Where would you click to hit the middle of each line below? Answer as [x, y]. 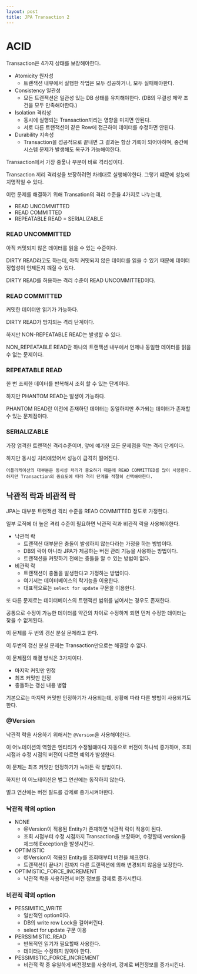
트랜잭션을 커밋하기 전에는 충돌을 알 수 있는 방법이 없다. [87, 559]
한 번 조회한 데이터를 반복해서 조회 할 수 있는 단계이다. [68, 383]
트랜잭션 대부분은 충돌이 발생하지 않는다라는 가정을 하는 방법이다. [98, 544]
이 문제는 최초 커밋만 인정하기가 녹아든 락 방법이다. [64, 767]
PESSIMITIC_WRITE [39, 909]
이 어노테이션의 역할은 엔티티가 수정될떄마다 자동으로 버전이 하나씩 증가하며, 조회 [99, 747]
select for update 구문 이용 [55, 930]
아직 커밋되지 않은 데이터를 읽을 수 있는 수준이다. [62, 248]
